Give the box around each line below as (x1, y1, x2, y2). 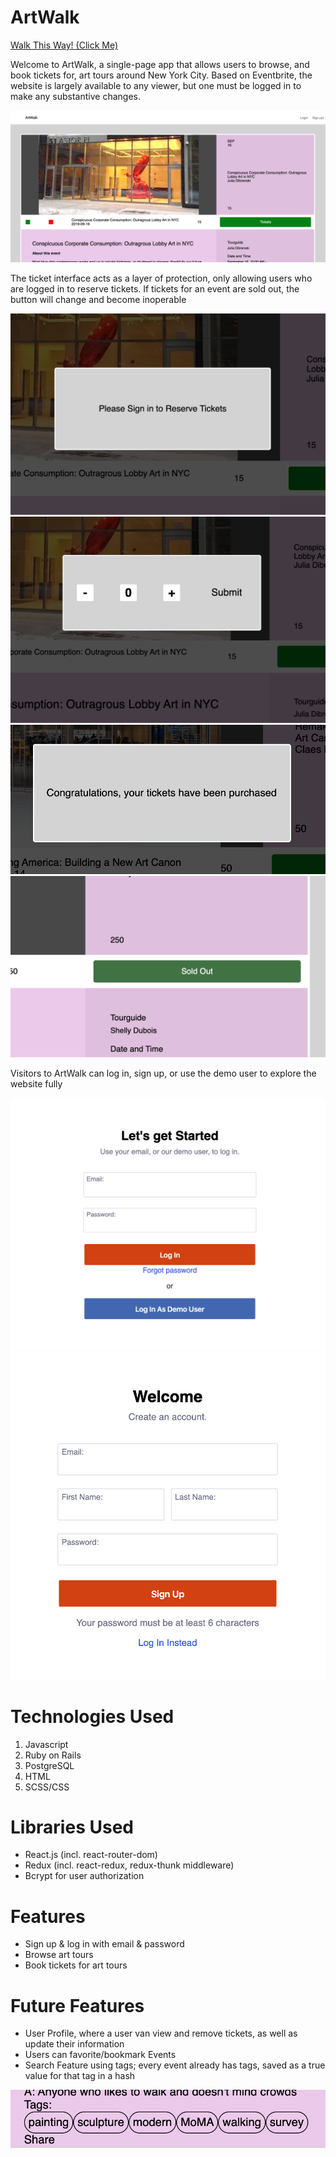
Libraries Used (10, 1816, 134, 1838)
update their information (24, 2038, 125, 2050)
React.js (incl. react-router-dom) (24, 1849, 158, 1861)
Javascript (24, 1738, 69, 1750)
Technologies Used (10, 1705, 175, 1728)
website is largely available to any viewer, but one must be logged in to (10, 79, 302, 91)
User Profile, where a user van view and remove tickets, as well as (24, 2027, 298, 2040)
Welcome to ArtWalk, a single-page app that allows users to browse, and (10, 58, 310, 70)
